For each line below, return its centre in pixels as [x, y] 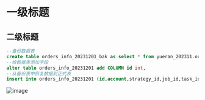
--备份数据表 [20, 51]
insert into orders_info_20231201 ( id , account [67, 79]
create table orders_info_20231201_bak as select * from [80, 56]
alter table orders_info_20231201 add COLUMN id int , [76, 68]
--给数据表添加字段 [27, 62]
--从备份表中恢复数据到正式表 [39, 73]
